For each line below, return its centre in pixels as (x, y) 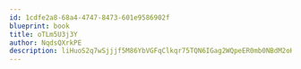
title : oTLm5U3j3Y (43, 34)
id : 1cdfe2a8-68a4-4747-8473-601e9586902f (90, 17)
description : (34, 51)
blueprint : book (39, 26)
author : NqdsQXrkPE (46, 43)
